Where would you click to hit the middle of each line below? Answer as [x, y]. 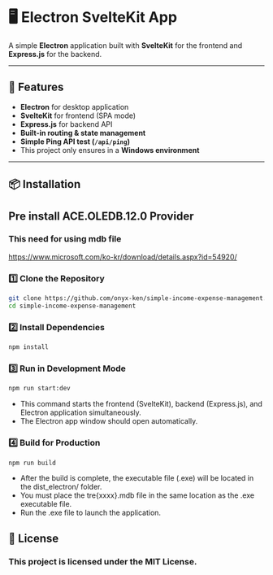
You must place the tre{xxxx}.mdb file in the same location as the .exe [137, 495]
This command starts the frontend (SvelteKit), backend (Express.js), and [141, 404]
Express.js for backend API [66, 124]
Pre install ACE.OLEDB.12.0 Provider [101, 216]
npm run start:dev [39, 389]
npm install [28, 347]
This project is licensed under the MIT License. [103, 561]
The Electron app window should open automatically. [109, 421]
